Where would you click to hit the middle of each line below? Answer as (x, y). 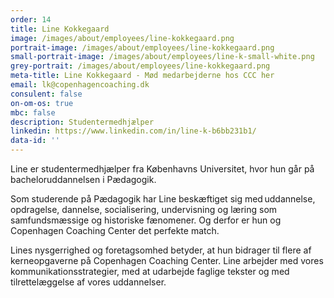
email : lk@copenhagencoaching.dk (80, 85)
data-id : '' (35, 141)
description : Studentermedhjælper (82, 122)
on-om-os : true (42, 103)
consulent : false (46, 94)
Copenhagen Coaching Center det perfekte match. (115, 230)
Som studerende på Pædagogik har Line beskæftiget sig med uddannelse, (163, 199)
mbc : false (33, 112)
